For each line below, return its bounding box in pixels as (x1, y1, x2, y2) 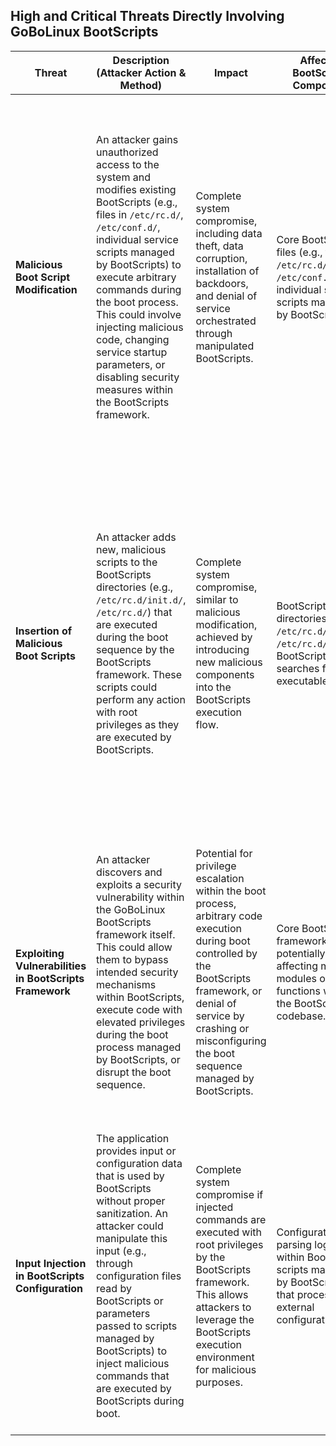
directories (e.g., (96, 580, 174, 594)
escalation (195, 871, 245, 885)
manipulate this (96, 1231, 168, 1245)
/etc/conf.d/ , (96, 220, 161, 234)
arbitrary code (195, 909, 263, 923)
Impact (214, 65, 248, 79)
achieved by (195, 630, 253, 644)
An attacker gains (96, 132, 179, 146)
